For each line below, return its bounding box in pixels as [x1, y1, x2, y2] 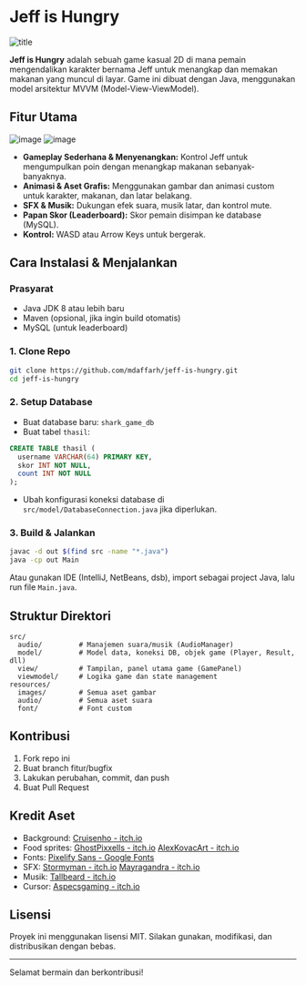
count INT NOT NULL [17, 469, 92, 479]
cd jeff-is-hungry [9, 374, 79, 383]
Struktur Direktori [9, 608, 111, 624]
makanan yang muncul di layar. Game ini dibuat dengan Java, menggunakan [9, 73, 296, 84]
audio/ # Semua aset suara [17, 696, 153, 706]
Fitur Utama [9, 109, 78, 125]
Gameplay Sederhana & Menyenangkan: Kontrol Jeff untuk [22, 151, 249, 162]
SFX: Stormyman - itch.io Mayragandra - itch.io [22, 861, 200, 872]
